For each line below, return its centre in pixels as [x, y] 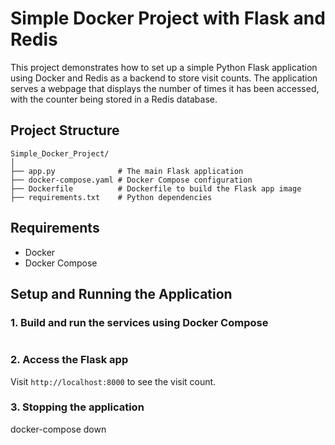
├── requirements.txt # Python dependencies [111, 197]
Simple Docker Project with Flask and [168, 18]
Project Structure [65, 130]
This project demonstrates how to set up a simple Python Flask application [164, 67]
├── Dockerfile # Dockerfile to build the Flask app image [156, 188]
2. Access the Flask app [69, 360]
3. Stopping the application [77, 407]
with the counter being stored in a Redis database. [114, 99]
